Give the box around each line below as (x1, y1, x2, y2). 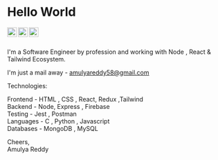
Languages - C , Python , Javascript (7, 117, 110, 125)
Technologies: (7, 81, 48, 90)
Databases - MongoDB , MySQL (7, 124, 98, 132)
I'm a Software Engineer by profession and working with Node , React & (7, 48, 211, 56)
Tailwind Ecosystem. (7, 54, 66, 63)
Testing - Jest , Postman (7, 110, 78, 118)
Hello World (7, 4, 76, 20)
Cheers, (7, 137, 30, 146)
